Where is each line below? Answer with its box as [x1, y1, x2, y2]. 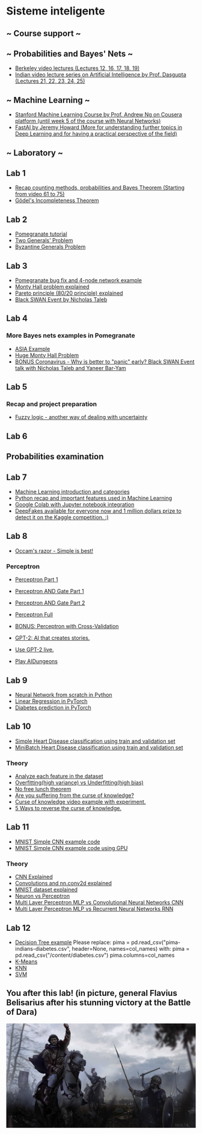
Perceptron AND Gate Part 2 [14, 599, 85, 606]
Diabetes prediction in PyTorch [14, 704, 91, 711]
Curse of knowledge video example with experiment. [14, 798, 146, 805]
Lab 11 [6, 822, 29, 833]
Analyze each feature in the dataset [14, 773, 103, 780]
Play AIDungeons [14, 658, 58, 665]
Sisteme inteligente [6, 4, 105, 18]
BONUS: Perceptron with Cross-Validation [14, 623, 119, 630]
